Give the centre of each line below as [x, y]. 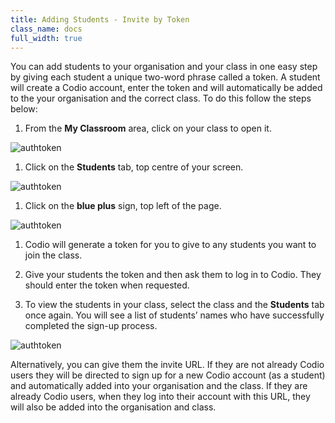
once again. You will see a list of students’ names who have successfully [174, 315]
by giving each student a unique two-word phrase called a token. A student [165, 77]
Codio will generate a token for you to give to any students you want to [170, 245]
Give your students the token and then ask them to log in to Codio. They [173, 275]
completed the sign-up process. [91, 326]
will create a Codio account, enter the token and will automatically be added [166, 88]
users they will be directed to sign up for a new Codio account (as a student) [168, 375]
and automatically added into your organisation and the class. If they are [159, 386]
